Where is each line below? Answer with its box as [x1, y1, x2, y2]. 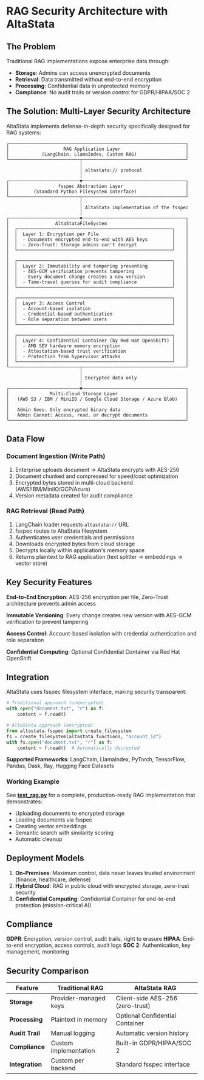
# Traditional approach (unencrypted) [6, 700, 104, 706]
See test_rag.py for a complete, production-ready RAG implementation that [6, 791, 195, 798]
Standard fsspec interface [115, 1060, 190, 1068]
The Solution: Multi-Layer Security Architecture [6, 106, 191, 117]
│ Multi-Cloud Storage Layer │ [6, 390, 189, 396]
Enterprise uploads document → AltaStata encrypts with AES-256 [15, 466, 180, 473]
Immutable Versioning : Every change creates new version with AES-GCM [6, 611, 192, 618]
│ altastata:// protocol [80, 167, 143, 173]
